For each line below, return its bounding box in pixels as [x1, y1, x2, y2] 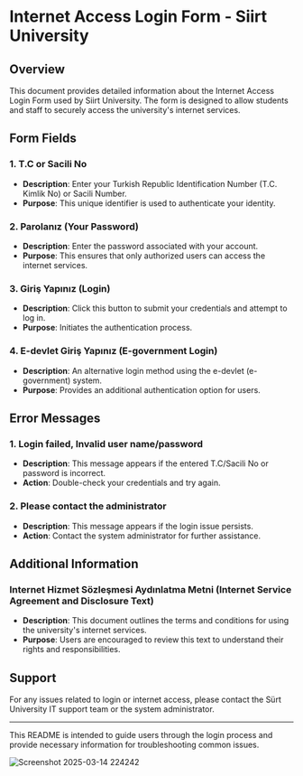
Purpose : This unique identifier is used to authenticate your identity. [22, 197, 276, 209]
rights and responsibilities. [22, 644, 121, 655]
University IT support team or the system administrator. [9, 704, 215, 715]
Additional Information [9, 556, 139, 571]
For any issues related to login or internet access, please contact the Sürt [9, 694, 281, 706]
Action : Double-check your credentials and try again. [22, 477, 221, 489]
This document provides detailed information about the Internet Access [9, 86, 275, 96]
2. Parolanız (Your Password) [9, 220, 140, 232]
